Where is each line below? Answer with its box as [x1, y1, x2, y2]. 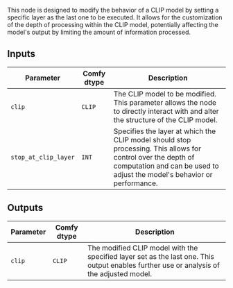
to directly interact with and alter [113, 106, 220, 116]
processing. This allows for [113, 144, 201, 153]
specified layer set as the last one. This [87, 251, 215, 261]
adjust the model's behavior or [113, 169, 213, 179]
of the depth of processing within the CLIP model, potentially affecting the [7, 21, 218, 28]
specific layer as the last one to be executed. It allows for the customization [7, 13, 223, 22]
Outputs [7, 202, 44, 214]
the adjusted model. [87, 269, 153, 278]
